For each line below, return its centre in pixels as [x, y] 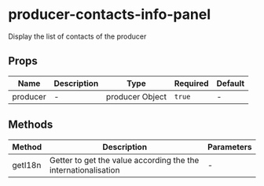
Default [231, 83]
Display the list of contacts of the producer [77, 36]
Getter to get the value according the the [125, 160]
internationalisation [85, 169]
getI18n [27, 165]
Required [192, 83]
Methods [31, 125]
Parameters [230, 147]
